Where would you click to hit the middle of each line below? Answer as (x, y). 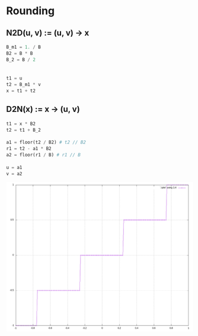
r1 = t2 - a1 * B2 (29, 149)
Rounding (31, 11)
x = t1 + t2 (21, 91)
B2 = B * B (20, 53)
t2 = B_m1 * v (24, 85)
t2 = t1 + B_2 (24, 130)
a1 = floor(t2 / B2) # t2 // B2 (46, 143)
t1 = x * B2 (21, 124)
